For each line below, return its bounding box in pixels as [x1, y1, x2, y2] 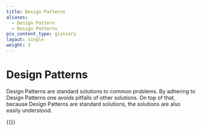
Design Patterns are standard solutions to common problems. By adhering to [6, 87, 196, 95]
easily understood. [6, 106, 52, 114]
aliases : [6, 14, 28, 20]
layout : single [6, 36, 44, 42]
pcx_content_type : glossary [6, 31, 77, 37]
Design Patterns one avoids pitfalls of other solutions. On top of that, [6, 94, 176, 101]
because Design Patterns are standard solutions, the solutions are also [6, 100, 181, 108]
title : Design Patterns [6, 8, 66, 15]
